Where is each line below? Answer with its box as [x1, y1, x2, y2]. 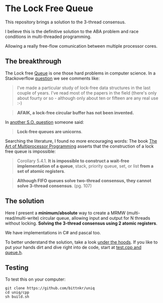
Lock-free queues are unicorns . [17, 129, 83, 134]
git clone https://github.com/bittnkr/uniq [5, 286, 95, 291]
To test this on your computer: [5, 276, 66, 283]
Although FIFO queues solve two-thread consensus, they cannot [17, 177, 152, 183]
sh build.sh [5, 294, 29, 300]
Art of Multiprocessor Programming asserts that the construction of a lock [5, 143, 154, 149]
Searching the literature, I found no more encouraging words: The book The [5, 138, 157, 144]
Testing [5, 264, 29, 272]
